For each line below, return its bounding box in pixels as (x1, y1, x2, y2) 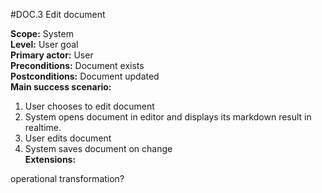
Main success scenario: (10, 81, 112, 93)
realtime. (24, 122, 62, 133)
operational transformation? (10, 173, 125, 184)
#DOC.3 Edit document (10, 9, 106, 20)
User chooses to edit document (24, 100, 155, 112)
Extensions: (24, 154, 77, 165)
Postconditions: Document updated (10, 70, 160, 82)
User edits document (24, 132, 112, 144)
